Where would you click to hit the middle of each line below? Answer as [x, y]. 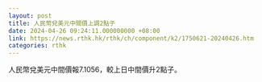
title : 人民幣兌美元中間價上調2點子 [62, 23]
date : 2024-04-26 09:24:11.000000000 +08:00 [84, 31]
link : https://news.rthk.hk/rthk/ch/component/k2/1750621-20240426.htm [131, 38]
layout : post [30, 16]
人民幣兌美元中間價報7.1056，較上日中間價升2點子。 [95, 70]
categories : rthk [37, 46]
